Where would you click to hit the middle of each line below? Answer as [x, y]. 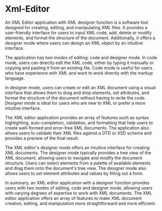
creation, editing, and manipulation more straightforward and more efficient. [81, 203]
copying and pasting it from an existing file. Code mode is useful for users [79, 68]
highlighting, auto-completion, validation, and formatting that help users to [79, 123]
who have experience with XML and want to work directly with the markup [79, 73]
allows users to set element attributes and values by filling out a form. [74, 173]
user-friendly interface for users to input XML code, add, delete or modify [78, 32]
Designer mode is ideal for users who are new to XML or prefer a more [75, 103]
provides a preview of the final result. [42, 138]
